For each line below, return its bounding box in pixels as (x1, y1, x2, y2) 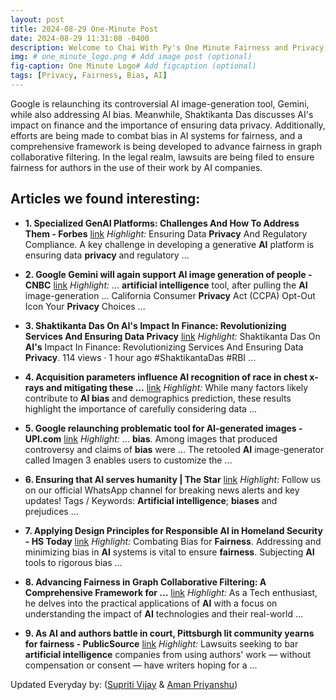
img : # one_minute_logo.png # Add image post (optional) (10, 52, 253, 62)
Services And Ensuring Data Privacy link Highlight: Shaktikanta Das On (24, 330, 321, 342)
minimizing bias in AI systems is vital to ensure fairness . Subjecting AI (24, 546, 315, 558)
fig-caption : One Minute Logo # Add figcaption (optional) (10, 61, 257, 71)
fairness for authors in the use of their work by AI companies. (10, 161, 263, 173)
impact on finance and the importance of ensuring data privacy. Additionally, (10, 119, 326, 131)
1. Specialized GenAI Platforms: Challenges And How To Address (24, 217, 300, 229)
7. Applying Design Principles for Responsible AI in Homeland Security (24, 524, 323, 536)
